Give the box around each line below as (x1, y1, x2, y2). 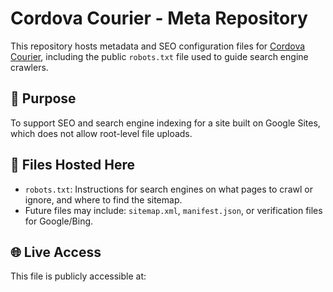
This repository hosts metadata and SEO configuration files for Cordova (10, 40, 306, 52)
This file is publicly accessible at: (10, 270, 147, 282)
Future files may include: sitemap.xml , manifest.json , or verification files (24, 204, 323, 216)
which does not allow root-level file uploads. (10, 127, 193, 139)
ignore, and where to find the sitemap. (24, 193, 183, 206)
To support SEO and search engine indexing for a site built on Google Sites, (10, 117, 321, 129)
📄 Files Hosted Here (10, 157, 135, 174)
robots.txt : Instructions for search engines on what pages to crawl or (24, 183, 313, 195)
